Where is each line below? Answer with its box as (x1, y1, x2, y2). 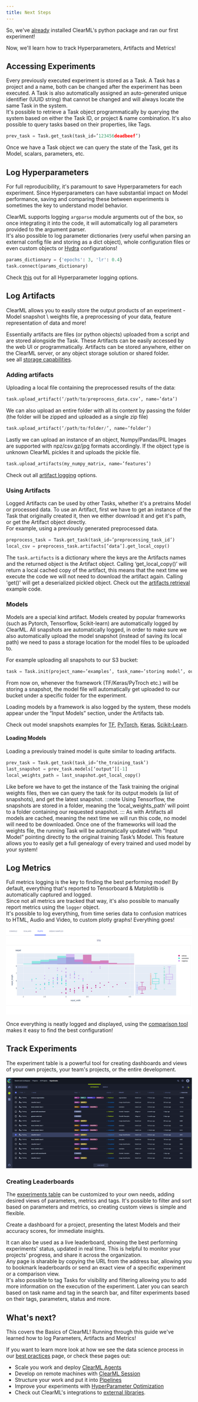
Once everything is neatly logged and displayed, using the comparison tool (6, 1020, 189, 1027)
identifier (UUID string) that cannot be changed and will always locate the (6, 96, 184, 103)
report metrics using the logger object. (6, 904, 100, 911)
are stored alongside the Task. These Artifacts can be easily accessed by (6, 337, 184, 344)
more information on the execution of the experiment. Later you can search (6, 1283, 189, 1290)
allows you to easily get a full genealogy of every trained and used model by (6, 840, 192, 847)
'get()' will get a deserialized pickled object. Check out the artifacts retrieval (6, 579, 190, 586)
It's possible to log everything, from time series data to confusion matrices (6, 910, 187, 917)
